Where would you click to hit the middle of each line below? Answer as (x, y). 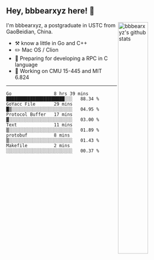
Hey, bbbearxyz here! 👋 (50, 11)
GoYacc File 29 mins (39, 104)
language (26, 64)
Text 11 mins (39, 125)
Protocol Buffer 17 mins (39, 114)
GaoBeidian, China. (30, 31)
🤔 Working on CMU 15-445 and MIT (58, 71)
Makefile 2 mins (38, 145)
